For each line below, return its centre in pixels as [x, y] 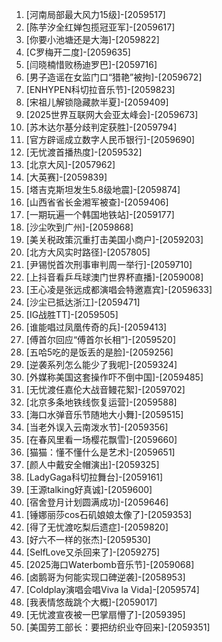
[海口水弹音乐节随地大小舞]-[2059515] [104, 414]
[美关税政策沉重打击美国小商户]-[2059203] [114, 239]
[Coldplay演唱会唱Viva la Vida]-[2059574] [112, 589]
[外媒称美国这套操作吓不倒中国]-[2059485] [114, 377]
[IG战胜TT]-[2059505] [72, 314]
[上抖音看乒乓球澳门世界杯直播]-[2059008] [114, 277]
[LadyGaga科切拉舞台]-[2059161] [94, 477]
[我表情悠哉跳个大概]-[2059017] [91, 602]
